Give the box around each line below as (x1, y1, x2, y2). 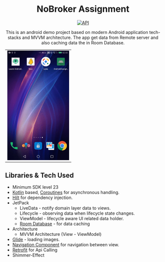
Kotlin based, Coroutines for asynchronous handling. (12, 190, 120, 196)
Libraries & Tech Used (5, 171, 74, 179)
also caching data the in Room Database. (41, 39, 125, 45)
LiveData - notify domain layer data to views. (19, 205, 111, 211)
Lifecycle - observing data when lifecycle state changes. (19, 210, 135, 216)
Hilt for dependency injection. (12, 195, 73, 200)
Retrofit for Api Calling (12, 247, 58, 253)
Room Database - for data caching (19, 221, 90, 227)
